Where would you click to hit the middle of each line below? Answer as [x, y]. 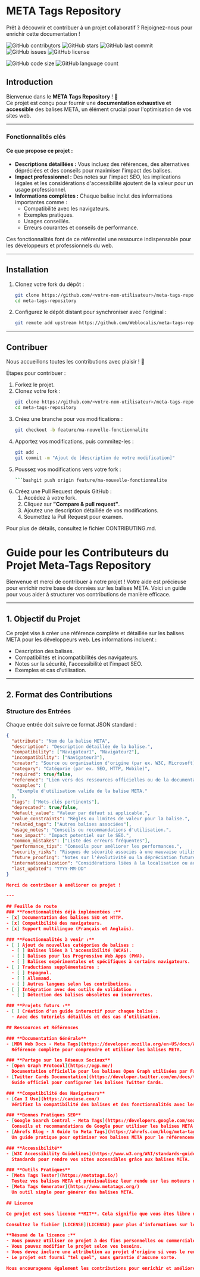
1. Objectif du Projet [43, 619]
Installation [27, 270]
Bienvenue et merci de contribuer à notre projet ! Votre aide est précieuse [96, 582]
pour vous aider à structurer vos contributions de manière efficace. [88, 595]
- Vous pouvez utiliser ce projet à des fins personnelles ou [85, 1241]
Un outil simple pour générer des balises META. [73, 1192]
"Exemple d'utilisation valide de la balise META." [82, 791]
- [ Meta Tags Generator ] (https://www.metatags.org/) [73, 1187]
